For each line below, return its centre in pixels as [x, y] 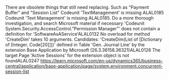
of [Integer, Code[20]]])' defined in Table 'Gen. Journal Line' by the [75, 45]
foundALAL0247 [22, 61]
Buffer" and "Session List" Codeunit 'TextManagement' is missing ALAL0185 [84, 13]
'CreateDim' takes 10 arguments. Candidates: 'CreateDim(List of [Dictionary [84, 39]
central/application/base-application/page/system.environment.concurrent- [84, 66]
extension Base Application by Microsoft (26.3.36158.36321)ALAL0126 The [83, 50]
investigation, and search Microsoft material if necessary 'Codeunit [75, 23]
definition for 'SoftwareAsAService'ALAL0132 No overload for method [78, 34]
